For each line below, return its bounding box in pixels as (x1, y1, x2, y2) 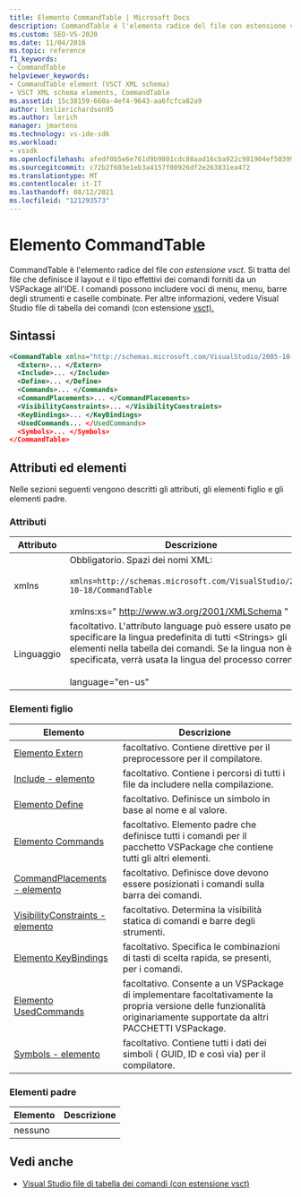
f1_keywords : (9, 55, 58, 64)
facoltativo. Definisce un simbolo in (122, 792, 271, 805)
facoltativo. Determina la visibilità (122, 903, 262, 916)
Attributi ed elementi (9, 460, 127, 475)
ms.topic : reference (9, 47, 87, 56)
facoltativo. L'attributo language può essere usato (69, 620, 279, 632)
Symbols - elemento (13, 1047, 100, 1060)
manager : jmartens (9, 122, 78, 131)
